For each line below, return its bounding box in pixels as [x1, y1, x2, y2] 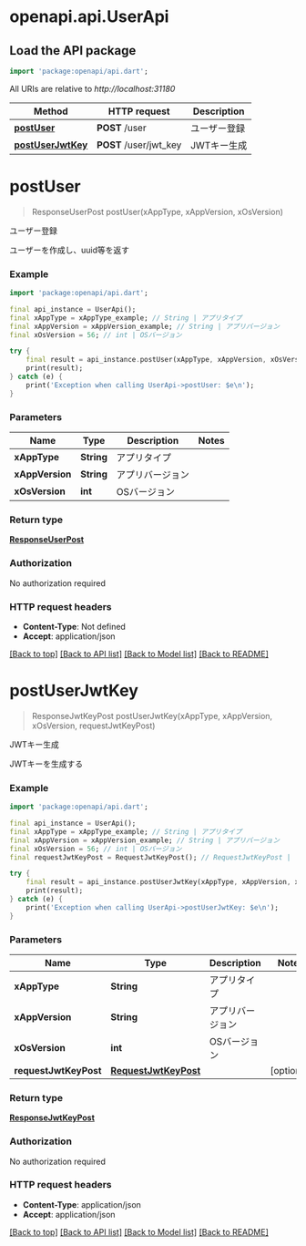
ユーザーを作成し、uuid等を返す [9, 244, 130, 255]
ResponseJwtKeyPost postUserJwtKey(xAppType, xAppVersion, [31, 710, 273, 721]
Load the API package [9, 43, 137, 58]
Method [33, 105, 68, 118]
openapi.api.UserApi [9, 6, 169, 27]
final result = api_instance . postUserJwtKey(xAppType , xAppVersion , [25, 878, 291, 887]
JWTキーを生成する [9, 758, 84, 769]
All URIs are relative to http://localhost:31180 [9, 83, 176, 94]
